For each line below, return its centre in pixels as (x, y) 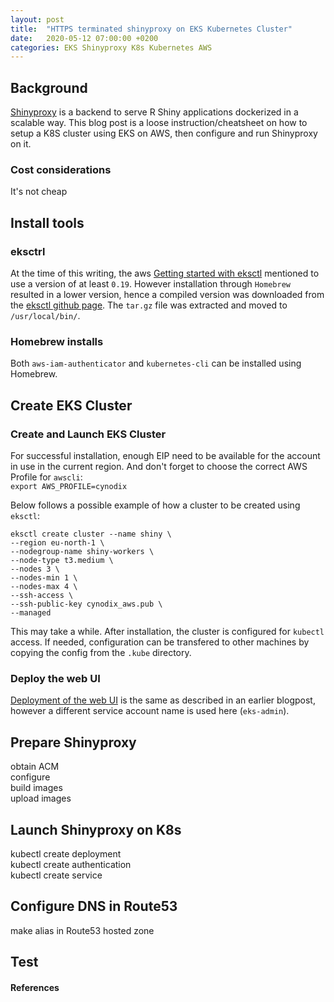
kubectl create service (56, 875)
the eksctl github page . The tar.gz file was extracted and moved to (149, 305)
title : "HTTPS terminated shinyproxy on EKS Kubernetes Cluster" (151, 29)
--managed (31, 613)
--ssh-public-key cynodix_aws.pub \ (86, 604)
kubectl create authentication (71, 864)
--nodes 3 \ (35, 569)
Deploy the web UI (55, 678)
